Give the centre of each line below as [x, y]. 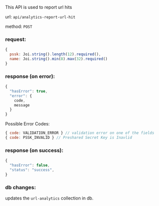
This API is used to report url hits [39, 7]
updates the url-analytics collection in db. [49, 198]
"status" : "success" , [32, 170]
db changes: [21, 187]
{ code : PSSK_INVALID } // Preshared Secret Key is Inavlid [69, 138]
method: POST [19, 26]
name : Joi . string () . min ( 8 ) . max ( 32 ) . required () [59, 59]
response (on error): [30, 76]
